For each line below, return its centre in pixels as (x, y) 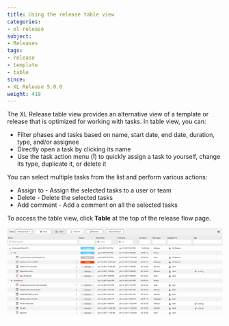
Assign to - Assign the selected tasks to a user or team (94, 190)
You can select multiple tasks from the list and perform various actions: (107, 177)
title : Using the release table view (61, 14)
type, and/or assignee (48, 142)
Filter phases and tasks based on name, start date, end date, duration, (116, 135)
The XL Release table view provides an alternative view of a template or (108, 114)
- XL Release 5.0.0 (35, 87)
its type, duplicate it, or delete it (62, 164)
